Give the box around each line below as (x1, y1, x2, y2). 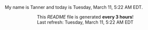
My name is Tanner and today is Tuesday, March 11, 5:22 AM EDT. (5, 4, 143, 10)
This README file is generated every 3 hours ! (37, 14, 134, 19)
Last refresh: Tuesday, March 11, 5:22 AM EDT (37, 19, 134, 25)
